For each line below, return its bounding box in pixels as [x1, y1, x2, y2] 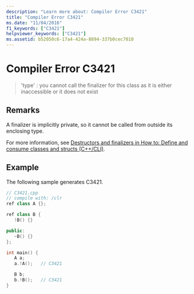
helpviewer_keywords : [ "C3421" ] [6, 31, 86, 37]
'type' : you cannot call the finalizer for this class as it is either [20, 82, 172, 89]
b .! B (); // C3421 [14, 277, 62, 283]
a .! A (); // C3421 [14, 261, 62, 267]
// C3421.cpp [6, 190, 39, 196]
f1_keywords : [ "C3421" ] [6, 25, 65, 32]
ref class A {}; [6, 201, 46, 207]
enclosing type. [6, 127, 44, 135]
